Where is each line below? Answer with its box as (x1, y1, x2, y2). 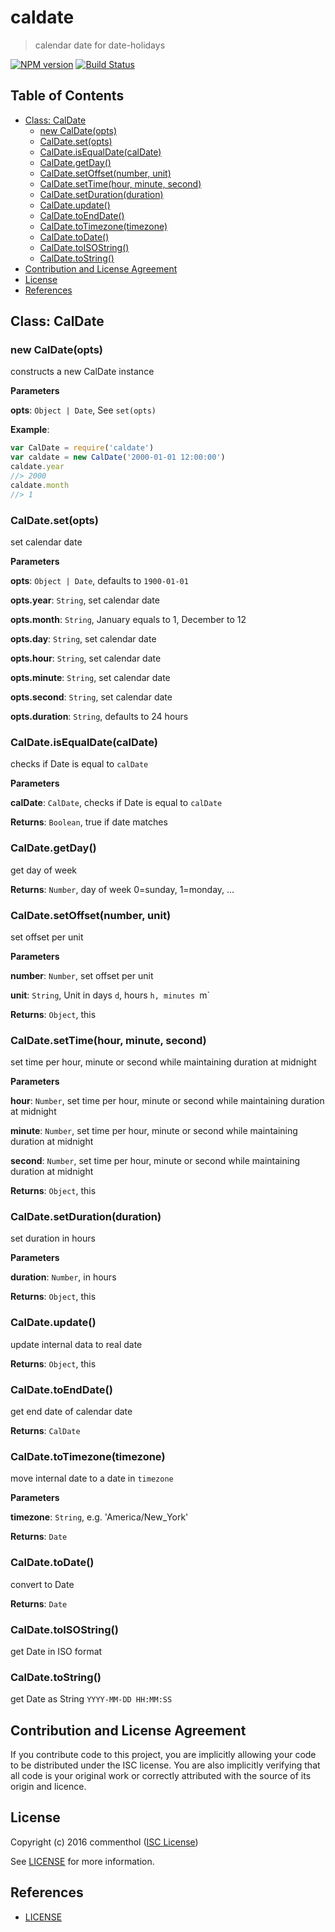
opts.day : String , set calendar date (10, 632, 157, 645)
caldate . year (10, 462, 65, 472)
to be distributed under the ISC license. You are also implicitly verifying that (10, 1759, 321, 1771)
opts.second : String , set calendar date (10, 691, 173, 703)
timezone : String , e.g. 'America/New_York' (10, 1511, 189, 1523)
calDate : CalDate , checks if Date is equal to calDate (10, 797, 223, 809)
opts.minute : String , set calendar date (10, 671, 171, 683)
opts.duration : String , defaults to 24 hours (10, 710, 189, 722)
